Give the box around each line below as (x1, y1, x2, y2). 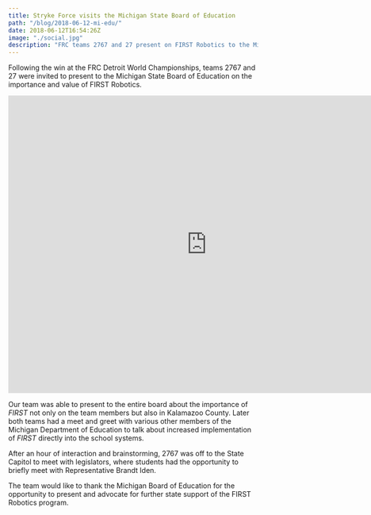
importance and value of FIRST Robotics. (8, 80, 143, 90)
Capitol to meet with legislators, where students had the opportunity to (8, 457, 239, 467)
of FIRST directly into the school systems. (8, 433, 144, 443)
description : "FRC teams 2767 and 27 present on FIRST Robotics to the (8, 41, 250, 49)
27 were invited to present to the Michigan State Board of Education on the (8, 71, 252, 81)
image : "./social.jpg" (8, 33, 83, 42)
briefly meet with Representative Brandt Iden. (8, 466, 157, 475)
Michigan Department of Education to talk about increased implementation (8, 425, 252, 435)
